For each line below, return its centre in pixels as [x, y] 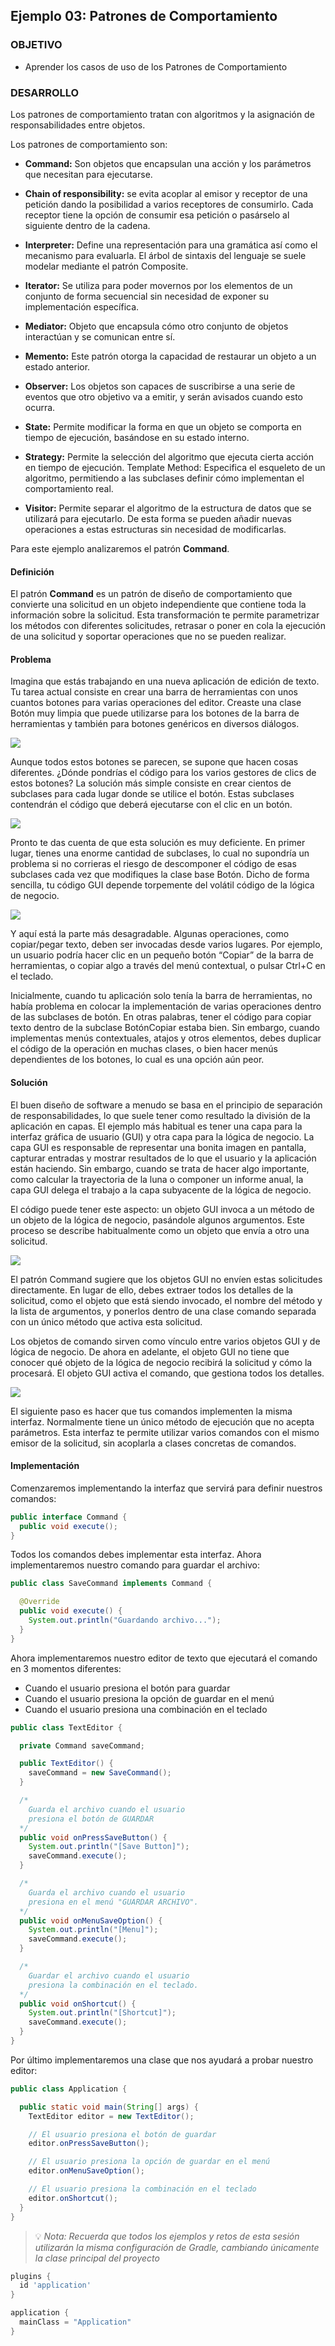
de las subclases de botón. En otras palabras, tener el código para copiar [161, 1017]
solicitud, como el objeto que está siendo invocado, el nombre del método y [166, 1300]
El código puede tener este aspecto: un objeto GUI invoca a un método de [162, 1209]
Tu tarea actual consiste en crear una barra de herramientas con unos [154, 692]
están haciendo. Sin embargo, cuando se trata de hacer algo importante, [160, 1168]
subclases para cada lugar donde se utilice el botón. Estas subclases [152, 794]
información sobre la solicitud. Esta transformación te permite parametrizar [165, 615]
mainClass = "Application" [75, 2322]
